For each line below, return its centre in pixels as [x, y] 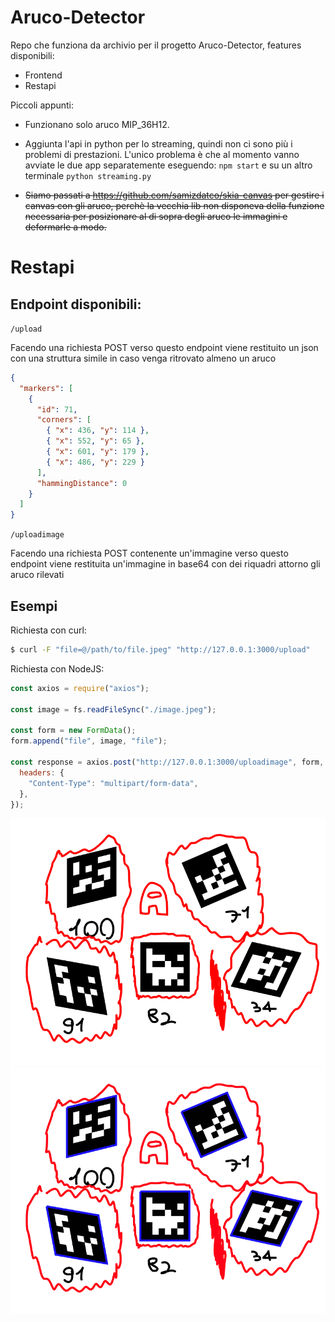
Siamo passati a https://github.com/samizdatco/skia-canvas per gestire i [174, 195]
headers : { [42, 772]
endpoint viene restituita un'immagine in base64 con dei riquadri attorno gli [165, 564]
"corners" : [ [64, 420]
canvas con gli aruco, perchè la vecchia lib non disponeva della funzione [174, 205]
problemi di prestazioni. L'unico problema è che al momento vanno [162, 154]
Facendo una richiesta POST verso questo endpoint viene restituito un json [164, 347]
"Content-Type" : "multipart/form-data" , [113, 783]
